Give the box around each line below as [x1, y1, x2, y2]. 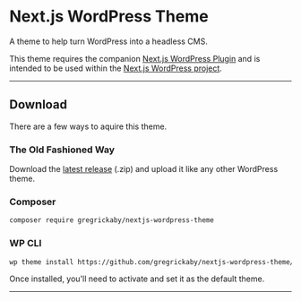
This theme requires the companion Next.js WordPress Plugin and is [9, 53, 261, 64]
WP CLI [9, 237, 42, 250]
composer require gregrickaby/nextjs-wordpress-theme [9, 216, 215, 225]
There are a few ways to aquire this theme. [9, 121, 168, 132]
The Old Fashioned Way [9, 143, 115, 156]
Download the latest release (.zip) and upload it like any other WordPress [9, 164, 279, 175]
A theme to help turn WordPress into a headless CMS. [9, 36, 209, 47]
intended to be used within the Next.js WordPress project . [9, 63, 222, 73]
